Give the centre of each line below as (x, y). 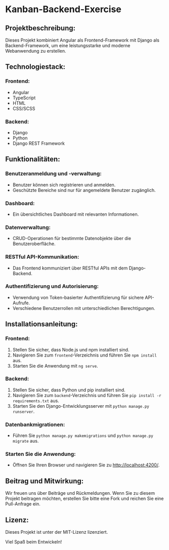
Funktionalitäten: (33, 159)
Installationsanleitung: (41, 324)
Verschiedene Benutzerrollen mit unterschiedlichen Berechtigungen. (84, 308)
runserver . (24, 411)
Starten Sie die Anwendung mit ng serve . (55, 366)
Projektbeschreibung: (40, 28)
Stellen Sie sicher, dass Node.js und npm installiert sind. (71, 349)
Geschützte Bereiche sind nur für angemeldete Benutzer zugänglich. (84, 190)
